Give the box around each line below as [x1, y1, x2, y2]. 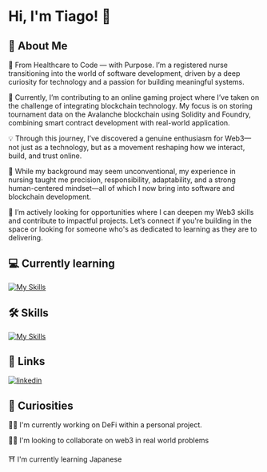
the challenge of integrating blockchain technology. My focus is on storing [8, 101, 253, 110]
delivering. [8, 233, 43, 242]
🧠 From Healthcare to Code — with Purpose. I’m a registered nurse [8, 60, 228, 69]
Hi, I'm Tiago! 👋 [8, 7, 112, 26]
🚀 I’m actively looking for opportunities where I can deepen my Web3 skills [8, 208, 254, 216]
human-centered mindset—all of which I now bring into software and [8, 184, 235, 192]
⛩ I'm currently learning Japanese [8, 454, 122, 464]
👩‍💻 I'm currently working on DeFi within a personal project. [8, 420, 202, 430]
